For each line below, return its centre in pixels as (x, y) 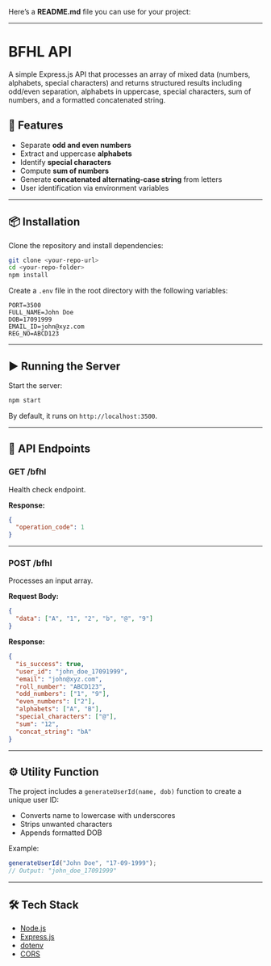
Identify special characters (65, 162)
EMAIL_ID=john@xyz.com (46, 327)
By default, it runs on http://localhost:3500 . (83, 416)
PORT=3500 (25, 306)
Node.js (33, 928)
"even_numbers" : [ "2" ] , (55, 702)
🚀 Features (36, 126)
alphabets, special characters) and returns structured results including (125, 82)
